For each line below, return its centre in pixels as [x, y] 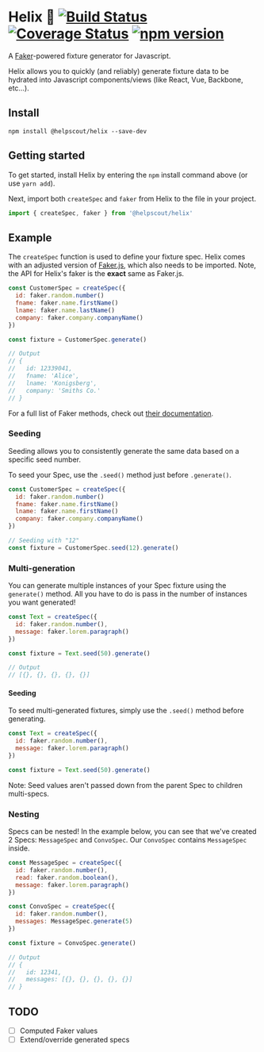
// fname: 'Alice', [44, 376]
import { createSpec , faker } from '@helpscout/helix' [101, 213]
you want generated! [42, 602]
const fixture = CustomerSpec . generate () [78, 340]
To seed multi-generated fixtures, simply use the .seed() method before [126, 711]
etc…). [19, 88]
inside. [19, 848]
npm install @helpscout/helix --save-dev [78, 131]
